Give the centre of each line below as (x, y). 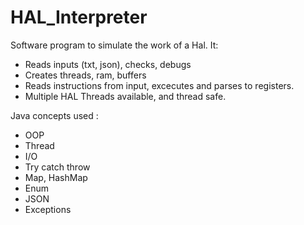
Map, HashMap (56, 177)
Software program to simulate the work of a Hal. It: (114, 45)
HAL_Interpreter (79, 17)
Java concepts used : (54, 115)
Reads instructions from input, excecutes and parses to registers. (159, 85)
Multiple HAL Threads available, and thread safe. (125, 96)
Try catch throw (57, 167)
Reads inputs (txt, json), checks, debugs (108, 64)
